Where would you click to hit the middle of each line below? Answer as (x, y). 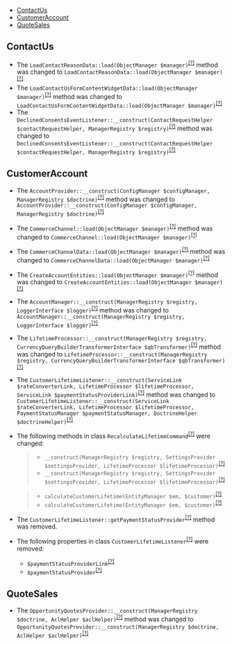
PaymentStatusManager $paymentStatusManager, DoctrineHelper (107, 413)
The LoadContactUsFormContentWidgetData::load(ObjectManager (107, 88)
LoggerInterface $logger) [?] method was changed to (93, 309)
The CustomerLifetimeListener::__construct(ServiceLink (99, 380)
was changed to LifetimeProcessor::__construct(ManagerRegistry (112, 354)
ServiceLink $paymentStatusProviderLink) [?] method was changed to (116, 394)
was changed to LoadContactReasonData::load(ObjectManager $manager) (119, 72)
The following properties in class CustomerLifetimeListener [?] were (113, 541)
